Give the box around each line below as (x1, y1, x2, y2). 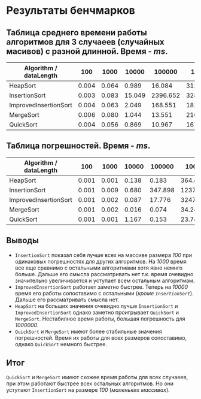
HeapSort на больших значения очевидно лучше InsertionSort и (14, 302, 178, 309)
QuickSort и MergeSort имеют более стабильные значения (14, 328, 163, 335)
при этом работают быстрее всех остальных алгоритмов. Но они (6, 380, 174, 387)
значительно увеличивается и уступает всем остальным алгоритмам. (14, 277, 195, 284)
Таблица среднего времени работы (6, 28, 148, 38)
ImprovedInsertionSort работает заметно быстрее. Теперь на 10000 (14, 283, 188, 291)
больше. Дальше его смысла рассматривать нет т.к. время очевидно (14, 270, 194, 277)
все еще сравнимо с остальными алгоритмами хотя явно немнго (14, 264, 183, 271)
